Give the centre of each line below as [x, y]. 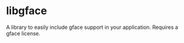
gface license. [23, 33]
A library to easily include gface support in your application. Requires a [92, 27]
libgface [27, 11]
